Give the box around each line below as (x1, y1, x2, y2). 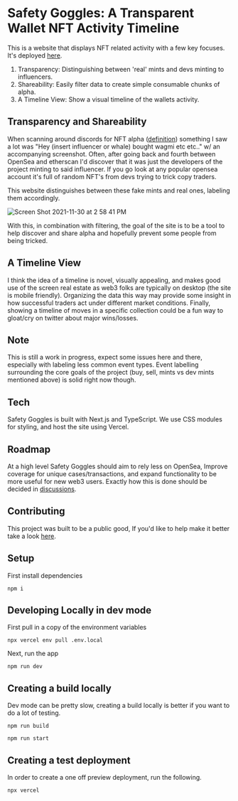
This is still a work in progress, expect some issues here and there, (7, 353, 202, 362)
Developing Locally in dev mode (7, 604, 152, 616)
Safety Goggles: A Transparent (7, 5, 194, 21)
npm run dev (7, 663, 43, 670)
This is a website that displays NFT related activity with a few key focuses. (7, 43, 225, 52)
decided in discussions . (7, 485, 77, 493)
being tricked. (7, 236, 48, 244)
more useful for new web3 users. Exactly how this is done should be (7, 478, 207, 485)
